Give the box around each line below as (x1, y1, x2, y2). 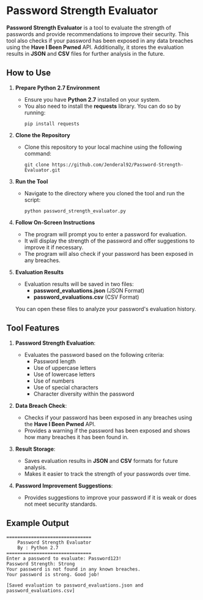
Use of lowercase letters (33, 370, 95, 378)
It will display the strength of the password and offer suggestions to (24, 237, 195, 244)
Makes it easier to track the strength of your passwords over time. (24, 470, 191, 478)
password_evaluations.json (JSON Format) (33, 287, 145, 294)
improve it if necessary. (24, 243, 84, 251)
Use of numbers (33, 377, 75, 384)
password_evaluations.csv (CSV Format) (33, 293, 139, 301)
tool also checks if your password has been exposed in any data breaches (6, 37, 194, 44)
